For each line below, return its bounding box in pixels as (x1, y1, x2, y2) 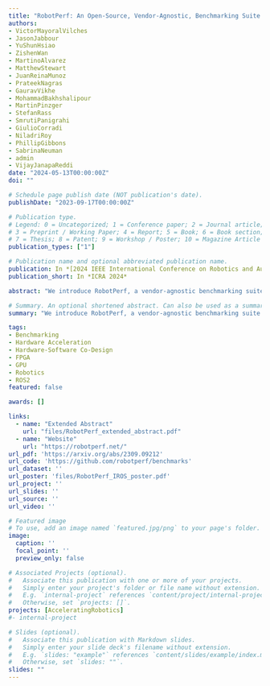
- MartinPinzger (8, 101, 63, 110)
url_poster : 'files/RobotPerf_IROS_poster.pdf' (8, 473, 171, 481)
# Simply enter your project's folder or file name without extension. (8, 584, 261, 592)
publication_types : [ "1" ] (8, 243, 95, 251)
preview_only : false (15, 554, 84, 562)
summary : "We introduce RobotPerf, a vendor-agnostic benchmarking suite (8, 309, 261, 317)
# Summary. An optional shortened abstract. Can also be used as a (8, 301, 239, 310)
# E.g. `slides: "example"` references (8, 651, 149, 659)
